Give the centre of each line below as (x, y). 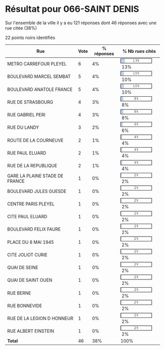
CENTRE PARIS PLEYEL (31, 204)
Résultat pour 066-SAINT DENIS (72, 9)
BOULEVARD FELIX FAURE (34, 229)
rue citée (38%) (21, 28)
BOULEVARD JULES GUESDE (37, 191)
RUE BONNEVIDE (25, 306)
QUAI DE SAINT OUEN (30, 280)
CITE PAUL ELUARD (27, 217)
